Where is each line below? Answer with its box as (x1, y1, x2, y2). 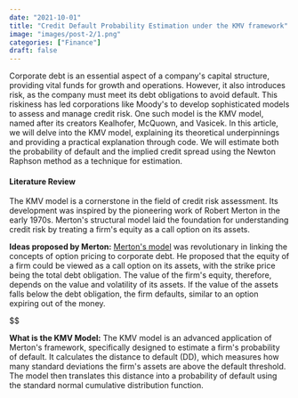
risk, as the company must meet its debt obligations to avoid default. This (9, 90, 278, 101)
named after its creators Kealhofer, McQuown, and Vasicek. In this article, (9, 118, 278, 129)
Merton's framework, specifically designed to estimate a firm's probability (9, 342, 280, 353)
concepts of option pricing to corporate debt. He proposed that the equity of (9, 251, 290, 262)
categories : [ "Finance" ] (9, 37, 101, 47)
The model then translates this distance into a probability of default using (9, 370, 278, 381)
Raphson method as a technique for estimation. (9, 156, 183, 167)
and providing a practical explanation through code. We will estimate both (9, 137, 279, 148)
